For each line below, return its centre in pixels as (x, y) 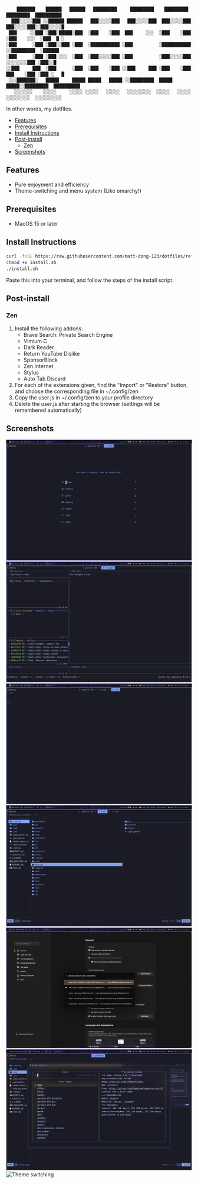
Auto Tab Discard (44, 379)
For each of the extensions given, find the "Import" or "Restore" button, (101, 385)
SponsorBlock (40, 360)
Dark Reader (39, 347)
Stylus (31, 372)
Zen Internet (38, 366)
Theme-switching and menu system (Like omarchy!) (78, 191)
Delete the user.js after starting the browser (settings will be (87, 404)
